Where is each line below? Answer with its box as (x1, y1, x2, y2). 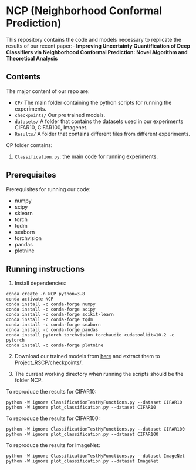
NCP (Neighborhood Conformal (6, 4, 163, 18)
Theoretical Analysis (6, 55, 58, 62)
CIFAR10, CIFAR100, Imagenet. (14, 124, 88, 131)
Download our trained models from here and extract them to (14, 353, 160, 360)
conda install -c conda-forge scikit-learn (6, 312, 114, 318)
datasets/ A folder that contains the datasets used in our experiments (14, 118, 184, 125)
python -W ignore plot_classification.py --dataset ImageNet (6, 458, 159, 464)
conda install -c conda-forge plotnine (6, 342, 104, 348)
